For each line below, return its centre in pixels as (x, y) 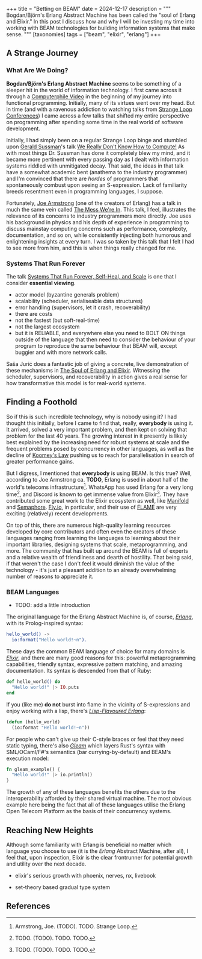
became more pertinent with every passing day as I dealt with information (97, 159)
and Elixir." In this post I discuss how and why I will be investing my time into (100, 21)
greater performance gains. (40, 461)
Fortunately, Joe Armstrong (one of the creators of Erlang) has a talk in (94, 203)
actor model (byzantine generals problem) (67, 294)
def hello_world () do (33, 682)
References (28, 906)
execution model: (28, 758)
